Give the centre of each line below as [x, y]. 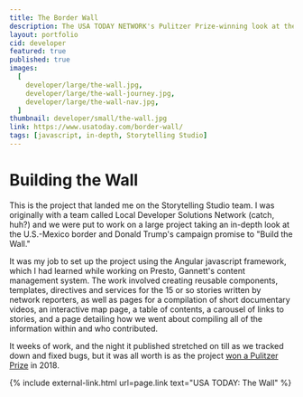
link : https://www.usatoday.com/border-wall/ [96, 128]
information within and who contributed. [84, 328]
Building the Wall [74, 180]
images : [24, 69]
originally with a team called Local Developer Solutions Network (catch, [142, 214]
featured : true [38, 52]
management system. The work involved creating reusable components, [143, 280]
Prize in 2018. [35, 365]
